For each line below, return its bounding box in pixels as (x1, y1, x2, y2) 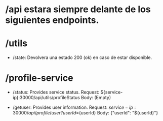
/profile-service (5, 72, 73, 84)
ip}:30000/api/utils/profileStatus (12, 95, 80, 101)
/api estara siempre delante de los (5, 4, 151, 15)
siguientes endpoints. (5, 14, 99, 26)
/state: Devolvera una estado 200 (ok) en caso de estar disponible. (12, 54, 152, 60)
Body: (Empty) (80, 95, 111, 101)
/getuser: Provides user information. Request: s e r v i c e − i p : (12, 104, 136, 110)
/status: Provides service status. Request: (12, 89, 100, 95)
